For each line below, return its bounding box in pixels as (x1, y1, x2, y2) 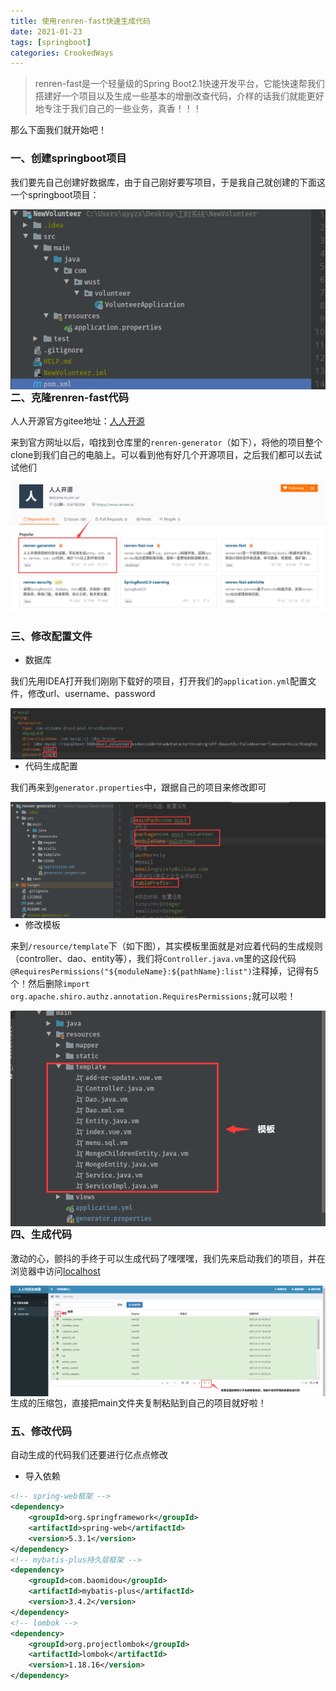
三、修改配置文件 (10, 629, 93, 643)
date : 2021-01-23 (10, 26, 83, 37)
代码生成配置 (24, 760, 78, 772)
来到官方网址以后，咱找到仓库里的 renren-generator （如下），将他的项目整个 (10, 436, 323, 449)
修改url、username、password (27, 688, 156, 700)
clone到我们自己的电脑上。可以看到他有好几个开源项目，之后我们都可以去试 (10, 449, 323, 461)
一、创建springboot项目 (10, 151, 127, 165)
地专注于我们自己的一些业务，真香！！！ (34, 103, 202, 115)
